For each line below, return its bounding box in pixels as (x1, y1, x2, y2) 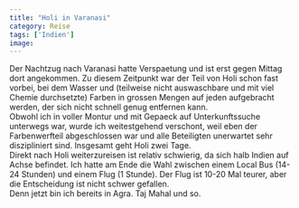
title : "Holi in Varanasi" (9, 13, 111, 23)
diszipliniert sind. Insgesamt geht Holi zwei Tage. (9, 140, 192, 151)
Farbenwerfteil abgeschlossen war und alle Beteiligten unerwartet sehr (9, 130, 273, 141)
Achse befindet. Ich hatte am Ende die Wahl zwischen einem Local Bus (9, 159, 274, 170)
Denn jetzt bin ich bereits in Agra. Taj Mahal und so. (9, 188, 201, 199)
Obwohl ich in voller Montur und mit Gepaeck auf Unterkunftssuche (9, 111, 261, 122)
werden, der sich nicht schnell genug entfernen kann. (9, 101, 209, 113)
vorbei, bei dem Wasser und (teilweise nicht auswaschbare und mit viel (9, 82, 275, 93)
